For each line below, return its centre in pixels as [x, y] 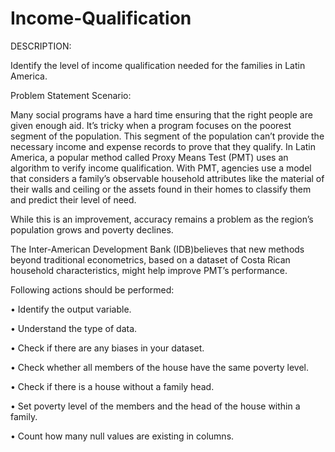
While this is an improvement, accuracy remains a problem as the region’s [162, 219]
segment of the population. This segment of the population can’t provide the [167, 136]
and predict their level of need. [73, 199]
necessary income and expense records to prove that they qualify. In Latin [163, 146]
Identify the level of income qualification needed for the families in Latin [158, 65]
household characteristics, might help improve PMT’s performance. [149, 270]
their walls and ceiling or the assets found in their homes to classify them [161, 189]
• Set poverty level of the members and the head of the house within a [155, 406]
